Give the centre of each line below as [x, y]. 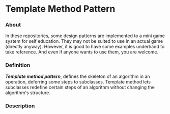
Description [20, 106]
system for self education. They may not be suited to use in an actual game [84, 41]
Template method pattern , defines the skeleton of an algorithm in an [78, 76]
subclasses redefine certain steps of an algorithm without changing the [80, 87]
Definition [18, 65]
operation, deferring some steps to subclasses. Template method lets [78, 81]
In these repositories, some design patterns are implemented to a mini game [85, 36]
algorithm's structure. [28, 93]
